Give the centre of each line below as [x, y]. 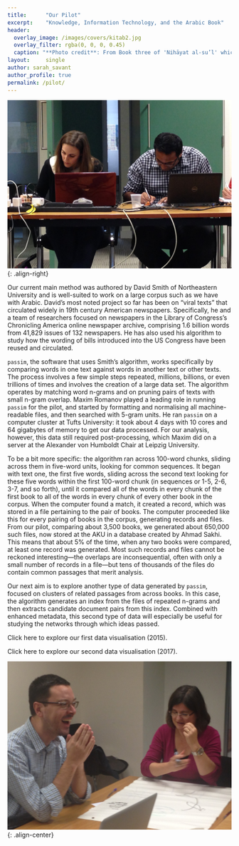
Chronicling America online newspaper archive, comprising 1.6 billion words [118, 325]
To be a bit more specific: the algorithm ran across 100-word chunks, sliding [119, 459]
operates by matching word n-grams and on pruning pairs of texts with [111, 392]
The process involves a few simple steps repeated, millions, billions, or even [118, 377]
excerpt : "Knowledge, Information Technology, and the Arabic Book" [116, 22]
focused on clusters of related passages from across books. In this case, [114, 593]
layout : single [36, 61]
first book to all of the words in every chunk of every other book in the [110, 496]
